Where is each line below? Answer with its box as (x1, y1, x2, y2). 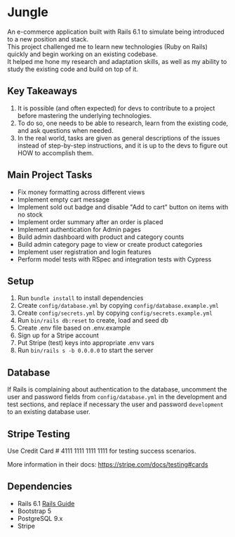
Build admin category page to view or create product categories (17, 240, 203, 248)
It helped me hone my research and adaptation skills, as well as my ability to (7, 57, 227, 65)
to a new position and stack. (7, 34, 89, 43)
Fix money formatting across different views (17, 188, 145, 196)
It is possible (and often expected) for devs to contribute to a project (17, 103, 215, 112)
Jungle (7, 4, 49, 20)
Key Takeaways (7, 85, 78, 97)
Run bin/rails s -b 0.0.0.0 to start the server (17, 346, 154, 355)
